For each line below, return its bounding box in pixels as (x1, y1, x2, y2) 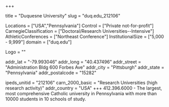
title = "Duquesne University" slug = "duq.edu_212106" (5, 13, 120, 18)
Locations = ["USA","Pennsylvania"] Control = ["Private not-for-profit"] (5, 23, 154, 29)
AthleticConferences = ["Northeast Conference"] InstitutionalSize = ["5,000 (5, 34, 164, 39)
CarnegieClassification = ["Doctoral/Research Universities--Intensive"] (5, 28, 154, 34)
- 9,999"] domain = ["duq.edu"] (5, 39, 72, 45)
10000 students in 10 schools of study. (5, 96, 86, 102)
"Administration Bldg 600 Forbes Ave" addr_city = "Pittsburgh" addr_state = (5, 65, 164, 70)
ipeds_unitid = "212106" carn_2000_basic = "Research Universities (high (5, 80, 158, 85)
